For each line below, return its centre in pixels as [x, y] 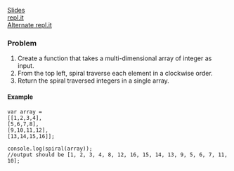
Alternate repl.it [30, 25]
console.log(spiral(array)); [50, 149]
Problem [22, 43]
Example [20, 97]
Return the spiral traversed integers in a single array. [93, 81]
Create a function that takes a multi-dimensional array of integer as [115, 58]
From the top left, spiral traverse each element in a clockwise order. [115, 74]
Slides [16, 10]
